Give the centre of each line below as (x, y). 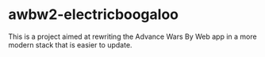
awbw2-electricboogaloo (93, 15)
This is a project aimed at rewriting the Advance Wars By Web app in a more (132, 36)
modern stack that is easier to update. (70, 44)
